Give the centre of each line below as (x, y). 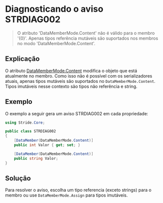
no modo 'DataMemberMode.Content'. (56, 43)
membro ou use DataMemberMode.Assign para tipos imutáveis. (66, 195)
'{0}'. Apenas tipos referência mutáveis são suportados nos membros (88, 38)
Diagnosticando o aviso (54, 9)
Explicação (22, 59)
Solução (18, 178)
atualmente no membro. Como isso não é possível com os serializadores (79, 76)
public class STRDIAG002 (31, 131)
